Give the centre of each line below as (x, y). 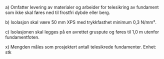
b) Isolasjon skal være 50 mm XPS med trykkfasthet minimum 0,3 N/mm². (81, 22)
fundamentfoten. (22, 37)
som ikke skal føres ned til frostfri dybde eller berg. (58, 12)
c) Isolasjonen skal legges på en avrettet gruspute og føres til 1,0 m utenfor (82, 32)
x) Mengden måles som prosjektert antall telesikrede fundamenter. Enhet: (81, 47)
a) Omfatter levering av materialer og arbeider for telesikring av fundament (82, 7)
